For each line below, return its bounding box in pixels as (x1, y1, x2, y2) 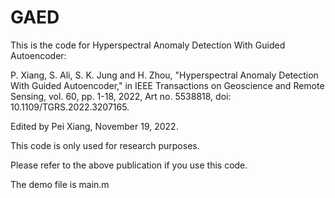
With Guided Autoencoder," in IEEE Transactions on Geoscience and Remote (10, 79, 325, 91)
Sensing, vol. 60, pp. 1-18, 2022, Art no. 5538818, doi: (10, 90, 232, 102)
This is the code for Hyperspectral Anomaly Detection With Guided (10, 39, 286, 51)
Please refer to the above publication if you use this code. (10, 159, 248, 171)
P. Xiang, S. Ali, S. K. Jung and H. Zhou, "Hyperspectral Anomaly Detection (10, 69, 319, 81)
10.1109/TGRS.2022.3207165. (10, 101, 130, 113)
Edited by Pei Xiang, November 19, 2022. (10, 120, 179, 132)
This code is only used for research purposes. (10, 139, 200, 151)
